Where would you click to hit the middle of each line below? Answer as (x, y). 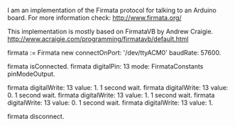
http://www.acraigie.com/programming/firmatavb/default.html (98, 39)
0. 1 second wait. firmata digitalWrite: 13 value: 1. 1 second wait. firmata (111, 95)
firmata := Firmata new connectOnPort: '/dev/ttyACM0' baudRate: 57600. (114, 53)
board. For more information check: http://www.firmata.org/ (95, 18)
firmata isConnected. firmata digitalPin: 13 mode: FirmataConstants (105, 66)
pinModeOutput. (31, 74)
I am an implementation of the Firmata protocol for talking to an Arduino (112, 10)
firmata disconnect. (36, 116)
